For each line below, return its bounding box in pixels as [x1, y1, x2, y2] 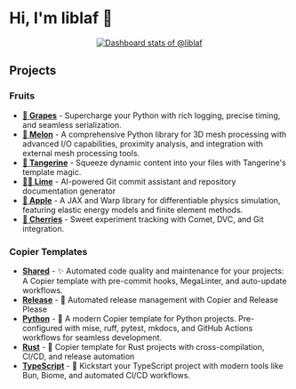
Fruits [9, 90, 36, 102]
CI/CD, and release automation [21, 351, 135, 361]
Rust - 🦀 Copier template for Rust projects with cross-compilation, [21, 341, 265, 352]
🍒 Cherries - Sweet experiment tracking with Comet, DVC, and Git [21, 213, 264, 225]
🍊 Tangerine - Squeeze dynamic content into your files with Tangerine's [21, 157, 286, 168]
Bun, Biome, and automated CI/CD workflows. [21, 369, 191, 380]
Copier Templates [9, 245, 88, 258]
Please [21, 304, 47, 314]
